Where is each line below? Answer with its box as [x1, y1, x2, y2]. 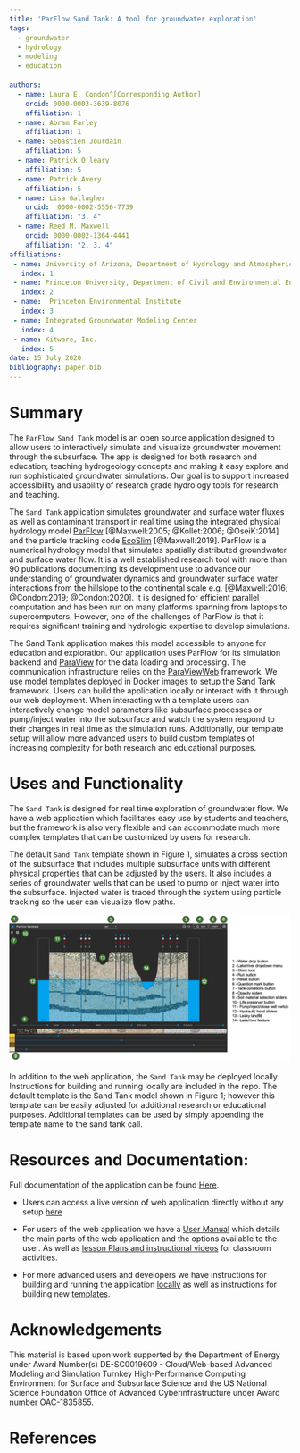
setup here [21, 1206, 62, 1217]
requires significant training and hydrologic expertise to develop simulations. [9, 620, 291, 631]
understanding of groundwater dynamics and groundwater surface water [9, 573, 279, 584]
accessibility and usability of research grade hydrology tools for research [9, 479, 279, 491]
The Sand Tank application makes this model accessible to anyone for [9, 637, 267, 648]
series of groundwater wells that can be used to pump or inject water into [9, 877, 279, 888]
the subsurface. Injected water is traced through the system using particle [9, 886, 282, 897]
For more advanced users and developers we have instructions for [21, 1269, 267, 1280]
